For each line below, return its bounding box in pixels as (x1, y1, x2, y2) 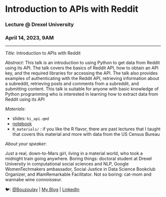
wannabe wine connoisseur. (5, 177, 62, 183)
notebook (12, 121, 32, 127)
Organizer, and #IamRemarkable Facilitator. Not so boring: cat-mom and (5, 171, 152, 177)
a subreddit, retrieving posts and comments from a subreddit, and (5, 80, 139, 87)
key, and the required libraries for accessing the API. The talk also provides (5, 70, 158, 76)
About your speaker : (5, 141, 47, 147)
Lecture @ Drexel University (5, 21, 74, 28)
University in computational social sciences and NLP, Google (5, 161, 129, 167)
